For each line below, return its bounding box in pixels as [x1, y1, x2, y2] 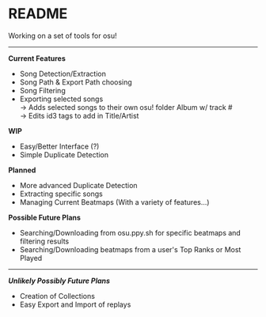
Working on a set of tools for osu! [8, 31, 117, 40]
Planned [8, 165, 36, 175]
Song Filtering [19, 85, 66, 95]
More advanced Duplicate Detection [19, 180, 138, 190]
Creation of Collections [19, 291, 95, 300]
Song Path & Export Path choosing [19, 77, 132, 87]
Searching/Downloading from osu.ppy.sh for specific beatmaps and [19, 228, 241, 237]
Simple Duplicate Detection [19, 149, 109, 159]
